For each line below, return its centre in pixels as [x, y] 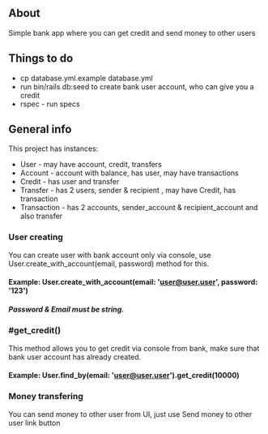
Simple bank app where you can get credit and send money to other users [132, 32]
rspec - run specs [50, 104]
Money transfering [46, 397]
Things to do [41, 59]
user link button [34, 423]
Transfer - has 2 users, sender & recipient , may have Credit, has [128, 191]
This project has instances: [53, 148]
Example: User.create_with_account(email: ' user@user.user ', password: [133, 282]
